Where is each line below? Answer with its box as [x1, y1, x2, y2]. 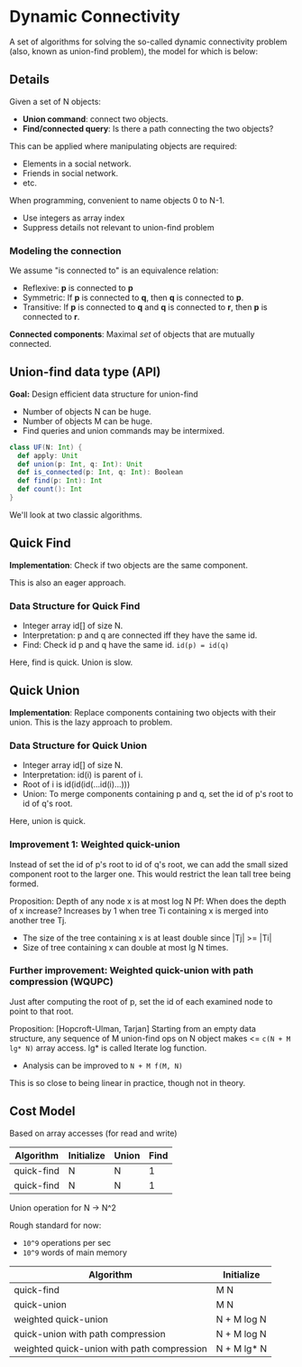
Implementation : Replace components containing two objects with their [9, 707, 277, 717]
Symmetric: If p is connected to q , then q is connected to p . [22, 292, 244, 304]
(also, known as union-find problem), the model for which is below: [9, 45, 259, 56]
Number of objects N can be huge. [22, 406, 151, 417]
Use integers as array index [22, 212, 125, 223]
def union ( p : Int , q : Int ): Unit [17, 459, 143, 469]
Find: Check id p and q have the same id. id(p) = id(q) [22, 640, 230, 651]
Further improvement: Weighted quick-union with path [9, 964, 254, 977]
